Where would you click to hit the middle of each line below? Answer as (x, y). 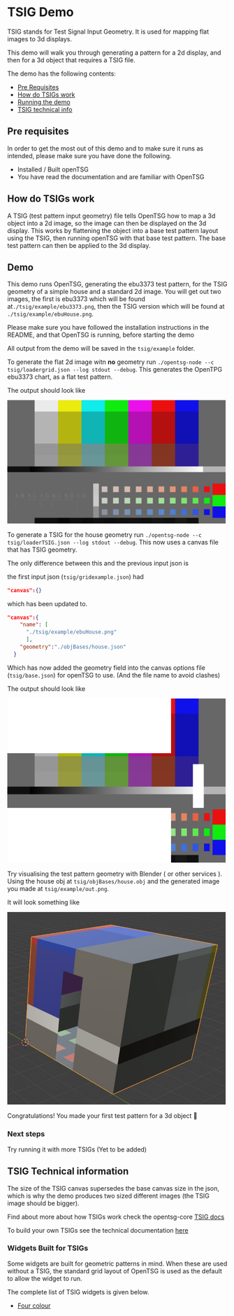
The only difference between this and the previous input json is (98, 563)
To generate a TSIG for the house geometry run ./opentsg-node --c (104, 534)
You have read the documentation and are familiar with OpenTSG (111, 176)
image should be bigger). (43, 1203)
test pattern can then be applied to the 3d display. (79, 245)
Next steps (26, 1134)
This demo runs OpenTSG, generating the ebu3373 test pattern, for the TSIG (117, 284)
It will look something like (44, 902)
